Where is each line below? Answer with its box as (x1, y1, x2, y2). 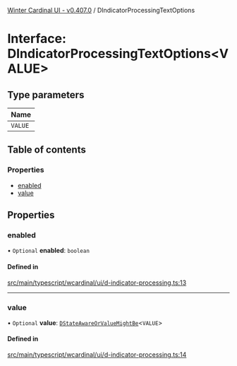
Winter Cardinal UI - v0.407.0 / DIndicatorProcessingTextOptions (7, 6, 195, 14)
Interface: (7, 31, 67, 47)
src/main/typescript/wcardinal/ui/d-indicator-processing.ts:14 (7, 350, 187, 359)
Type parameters (7, 88, 85, 101)
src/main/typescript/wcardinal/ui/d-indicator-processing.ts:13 (7, 278, 187, 287)
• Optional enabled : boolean (7, 247, 90, 255)
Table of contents (7, 144, 86, 156)
